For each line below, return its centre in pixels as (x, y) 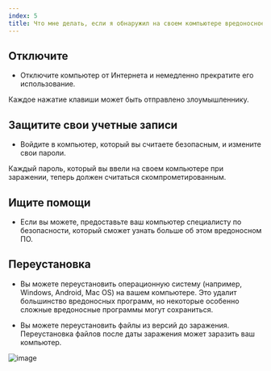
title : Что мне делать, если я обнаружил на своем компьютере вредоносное (137, 23)
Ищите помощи (50, 202)
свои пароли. (43, 153)
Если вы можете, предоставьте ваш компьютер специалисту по (131, 222)
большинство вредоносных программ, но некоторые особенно (129, 301)
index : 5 (23, 16)
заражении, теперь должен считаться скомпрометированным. (117, 177)
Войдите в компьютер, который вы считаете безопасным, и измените (141, 144)
